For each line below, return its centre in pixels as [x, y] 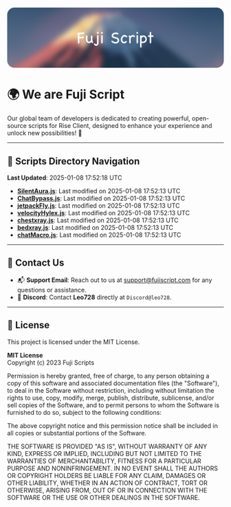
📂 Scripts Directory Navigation [74, 161]
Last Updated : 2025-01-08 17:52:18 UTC [65, 178]
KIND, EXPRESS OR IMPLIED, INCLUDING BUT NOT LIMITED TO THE [104, 453]
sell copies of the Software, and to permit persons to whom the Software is [113, 405]
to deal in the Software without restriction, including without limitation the [111, 390]
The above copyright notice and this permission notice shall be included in [112, 425]
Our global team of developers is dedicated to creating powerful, [99, 118]
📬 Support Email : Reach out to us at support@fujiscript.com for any [114, 280]
